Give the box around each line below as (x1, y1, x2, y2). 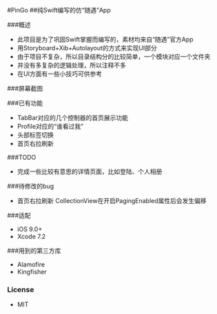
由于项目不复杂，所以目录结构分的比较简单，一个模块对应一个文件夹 (17, 52, 211, 61)
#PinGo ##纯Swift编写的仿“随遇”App (7, 6, 112, 14)
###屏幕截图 (7, 85, 43, 92)
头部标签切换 (17, 131, 54, 139)
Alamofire (17, 260, 45, 269)
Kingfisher (17, 268, 47, 275)
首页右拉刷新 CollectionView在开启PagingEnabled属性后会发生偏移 (17, 197, 207, 205)
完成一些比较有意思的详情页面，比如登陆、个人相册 (17, 167, 163, 176)
